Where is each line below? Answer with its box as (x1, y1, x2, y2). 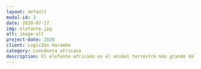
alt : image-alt (6, 31, 44, 37)
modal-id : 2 (6, 14, 36, 20)
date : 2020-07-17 (6, 20, 50, 26)
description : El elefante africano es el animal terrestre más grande (6, 53, 186, 59)
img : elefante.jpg (6, 25, 52, 32)
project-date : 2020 (6, 37, 55, 43)
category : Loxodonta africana (6, 48, 82, 54)
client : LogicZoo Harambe (6, 43, 71, 49)
